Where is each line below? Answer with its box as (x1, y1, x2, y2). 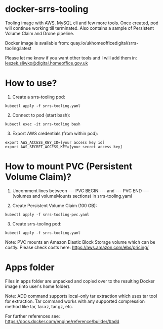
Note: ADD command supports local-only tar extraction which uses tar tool (5, 293, 157, 299)
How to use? (5, 78, 57, 89)
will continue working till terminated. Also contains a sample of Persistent (5, 25, 154, 31)
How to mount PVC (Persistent (5, 161, 132, 172)
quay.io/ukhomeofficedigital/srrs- (70, 40, 139, 46)
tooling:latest (5, 45, 32, 51)
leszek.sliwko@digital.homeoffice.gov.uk (5, 60, 88, 66)
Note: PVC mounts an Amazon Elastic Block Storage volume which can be (5, 239, 156, 245)
